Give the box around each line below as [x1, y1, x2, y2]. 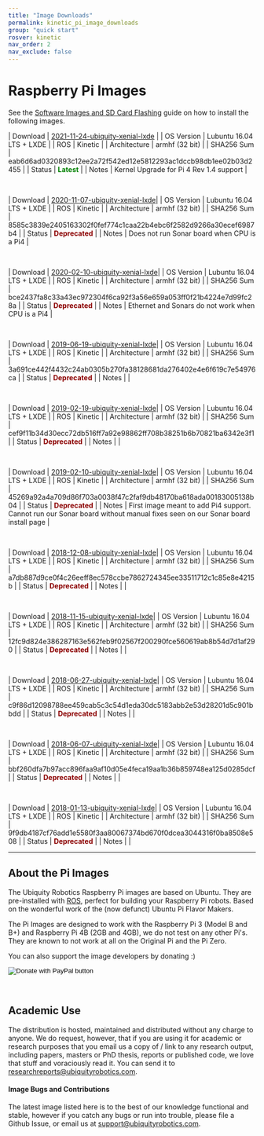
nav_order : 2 [8, 41, 51, 49]
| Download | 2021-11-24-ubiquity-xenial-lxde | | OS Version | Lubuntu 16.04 [8, 131, 254, 141]
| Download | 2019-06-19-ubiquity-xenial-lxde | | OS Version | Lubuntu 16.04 [8, 339, 254, 349]
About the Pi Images [8, 867, 109, 880]
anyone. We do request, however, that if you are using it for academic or [8, 1033, 242, 1043]
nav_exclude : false [8, 48, 72, 56]
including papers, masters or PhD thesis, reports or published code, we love [8, 1050, 255, 1059]
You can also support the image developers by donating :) [8, 951, 196, 961]
